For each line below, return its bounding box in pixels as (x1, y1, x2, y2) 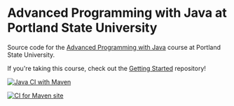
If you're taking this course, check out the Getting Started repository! (7, 64, 207, 72)
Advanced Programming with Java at (7, 5, 228, 21)
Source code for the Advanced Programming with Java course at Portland (7, 43, 221, 51)
